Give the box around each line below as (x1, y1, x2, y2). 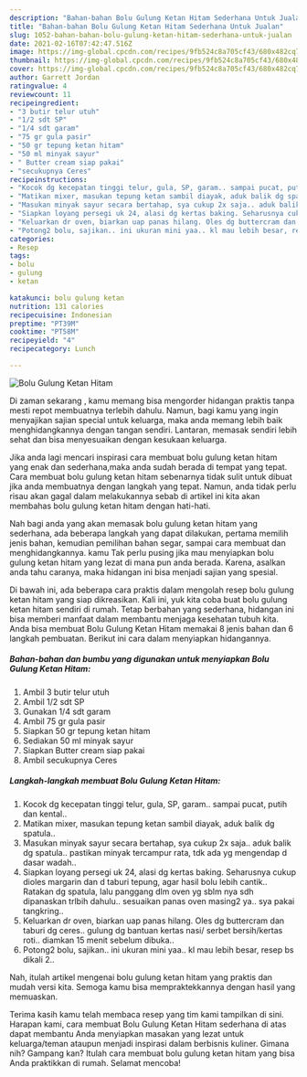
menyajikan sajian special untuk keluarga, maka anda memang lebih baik (9, 414, 283, 425)
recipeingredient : (9, 98, 79, 108)
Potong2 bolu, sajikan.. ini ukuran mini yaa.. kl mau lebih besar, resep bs (22, 944, 294, 955)
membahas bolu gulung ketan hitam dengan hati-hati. (9, 500, 211, 511)
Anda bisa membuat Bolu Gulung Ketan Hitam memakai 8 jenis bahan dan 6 (9, 623, 294, 634)
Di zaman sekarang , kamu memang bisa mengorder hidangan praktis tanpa (9, 395, 295, 406)
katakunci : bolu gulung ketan (9, 293, 125, 303)
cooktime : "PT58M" (9, 327, 79, 336)
